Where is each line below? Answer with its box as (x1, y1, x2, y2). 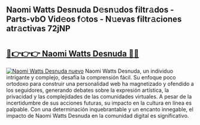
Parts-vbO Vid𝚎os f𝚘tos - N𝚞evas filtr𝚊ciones (6, 14, 182, 25)
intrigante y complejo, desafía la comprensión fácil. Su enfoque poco (6, 74, 176, 81)
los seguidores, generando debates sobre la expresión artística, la (6, 87, 169, 94)
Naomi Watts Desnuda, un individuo (84, 67, 174, 75)
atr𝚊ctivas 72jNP (6, 23, 71, 34)
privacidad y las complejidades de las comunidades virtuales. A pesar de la (6, 93, 192, 100)
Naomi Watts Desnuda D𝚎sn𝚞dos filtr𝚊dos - (6, 5, 174, 15)
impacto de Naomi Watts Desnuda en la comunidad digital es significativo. (6, 112, 189, 119)
